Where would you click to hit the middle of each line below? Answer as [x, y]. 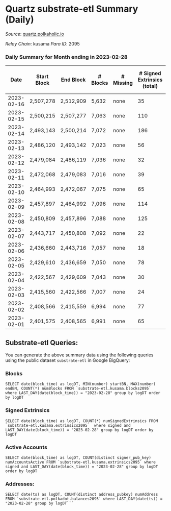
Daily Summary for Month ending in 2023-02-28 [67, 57]
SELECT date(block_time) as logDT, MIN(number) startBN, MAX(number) [81, 384]
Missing [123, 83]
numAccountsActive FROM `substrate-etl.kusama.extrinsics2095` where [81, 462]
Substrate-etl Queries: [42, 343]
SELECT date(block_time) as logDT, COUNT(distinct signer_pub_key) [78, 457]
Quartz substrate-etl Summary [72, 9]
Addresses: [20, 484]
